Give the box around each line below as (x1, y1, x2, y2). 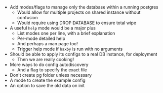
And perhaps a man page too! (17, 41, 78, 46)
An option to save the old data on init (9, 83, 85, 88)
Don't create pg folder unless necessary (9, 72, 92, 78)
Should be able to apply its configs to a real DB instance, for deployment (9, 51, 158, 57)
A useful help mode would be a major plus (9, 25, 96, 31)
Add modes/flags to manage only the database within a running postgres (9, 4, 159, 10)
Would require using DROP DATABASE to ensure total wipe (17, 20, 137, 26)
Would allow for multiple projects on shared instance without (17, 9, 141, 15)
